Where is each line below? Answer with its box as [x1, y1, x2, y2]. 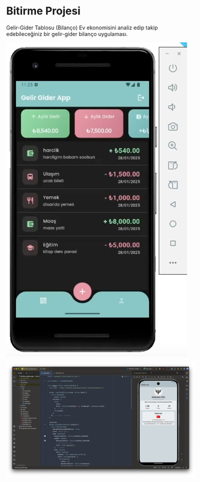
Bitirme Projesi [6, 4, 81, 18]
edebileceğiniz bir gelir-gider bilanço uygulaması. [6, 30, 128, 37]
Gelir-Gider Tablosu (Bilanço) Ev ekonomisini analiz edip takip [6, 24, 158, 31]
